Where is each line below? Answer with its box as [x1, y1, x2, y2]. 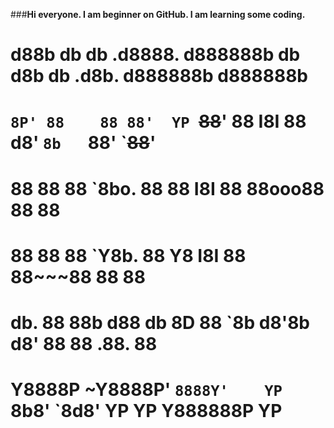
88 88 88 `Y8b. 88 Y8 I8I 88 [10, 244, 247, 267]
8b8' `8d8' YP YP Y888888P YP [10, 400, 283, 423]
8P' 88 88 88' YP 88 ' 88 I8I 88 [10, 110, 307, 133]
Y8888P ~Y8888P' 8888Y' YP [10, 379, 283, 401]
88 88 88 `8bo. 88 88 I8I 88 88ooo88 [10, 177, 325, 200]
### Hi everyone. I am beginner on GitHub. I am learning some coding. [10, 9, 306, 20]
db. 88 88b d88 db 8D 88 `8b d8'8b [10, 311, 311, 334]
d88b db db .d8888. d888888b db [10, 44, 301, 66]
